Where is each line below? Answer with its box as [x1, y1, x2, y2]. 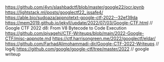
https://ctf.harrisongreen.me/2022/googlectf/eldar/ [52, 35, 156, 41]
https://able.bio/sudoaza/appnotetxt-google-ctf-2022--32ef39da [5, 15, 138, 20]
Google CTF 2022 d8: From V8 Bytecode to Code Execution [5, 25, 127, 31]
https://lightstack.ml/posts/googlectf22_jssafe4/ [5, 9, 103, 15]
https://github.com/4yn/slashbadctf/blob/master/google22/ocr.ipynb [5, 4, 144, 10]
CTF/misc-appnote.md [5, 35, 52, 41]
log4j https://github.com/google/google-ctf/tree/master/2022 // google [5, 46, 149, 52]
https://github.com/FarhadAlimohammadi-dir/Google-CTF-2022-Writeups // [5, 41, 159, 46]
